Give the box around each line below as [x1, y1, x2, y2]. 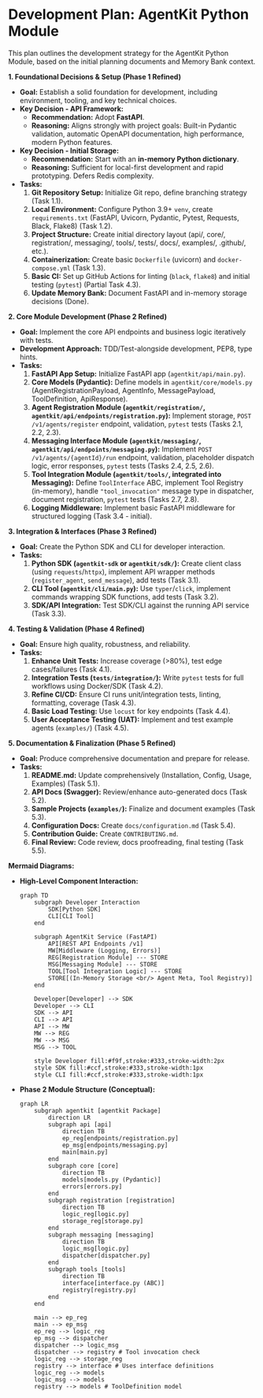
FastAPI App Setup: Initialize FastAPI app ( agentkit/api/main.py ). [31, 369, 246, 378]
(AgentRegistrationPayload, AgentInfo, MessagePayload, [31, 385, 217, 395]
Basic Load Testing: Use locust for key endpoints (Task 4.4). [31, 706, 231, 716]
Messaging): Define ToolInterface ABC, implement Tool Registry [31, 478, 244, 487]
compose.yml [31, 264, 71, 273]
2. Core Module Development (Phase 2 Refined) [8, 311, 168, 321]
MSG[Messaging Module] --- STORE [48, 960, 157, 969]
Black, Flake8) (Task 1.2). [31, 221, 113, 230]
